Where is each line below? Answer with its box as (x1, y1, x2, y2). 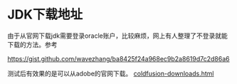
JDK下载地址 (7, 6, 83, 23)
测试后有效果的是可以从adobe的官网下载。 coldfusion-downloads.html (7, 69, 214, 78)
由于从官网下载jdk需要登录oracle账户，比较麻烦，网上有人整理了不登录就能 (7, 31, 228, 40)
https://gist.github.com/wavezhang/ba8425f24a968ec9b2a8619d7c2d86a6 (7, 54, 230, 63)
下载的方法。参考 (7, 40, 58, 48)
